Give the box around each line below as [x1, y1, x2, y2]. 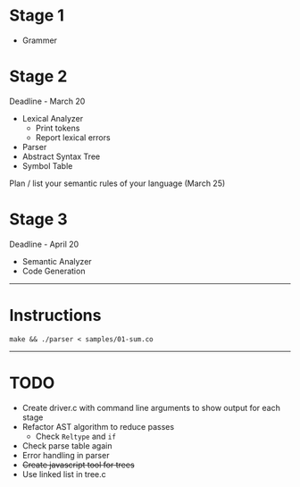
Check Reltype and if [35, 431, 116, 441]
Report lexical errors [35, 131, 111, 143]
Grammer [21, 35, 58, 46]
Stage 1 [9, 5, 65, 26]
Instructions [9, 306, 102, 325]
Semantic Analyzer [21, 256, 92, 266]
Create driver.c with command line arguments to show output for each [21, 402, 281, 413]
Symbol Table [21, 160, 73, 171]
